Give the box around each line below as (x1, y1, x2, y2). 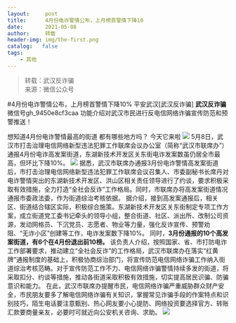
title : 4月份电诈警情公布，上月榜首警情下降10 (7, 17, 144, 24)
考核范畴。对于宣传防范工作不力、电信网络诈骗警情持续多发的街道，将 (25, 264, 229, 272)
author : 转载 (7, 29, 56, 37)
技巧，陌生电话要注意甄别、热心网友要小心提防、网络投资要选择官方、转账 (13, 299, 229, 308)
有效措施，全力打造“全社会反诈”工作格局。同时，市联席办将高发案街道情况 (13, 185, 228, 193)
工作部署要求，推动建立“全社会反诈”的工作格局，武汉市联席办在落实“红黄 (7, 246, 219, 255)
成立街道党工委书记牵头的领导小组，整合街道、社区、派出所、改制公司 (19, 211, 223, 220)
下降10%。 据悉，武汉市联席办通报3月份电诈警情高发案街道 (37, 159, 219, 167)
